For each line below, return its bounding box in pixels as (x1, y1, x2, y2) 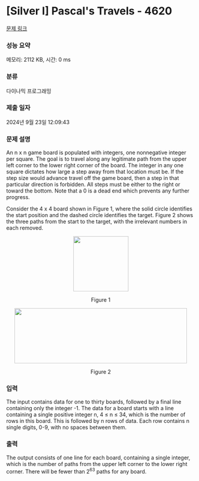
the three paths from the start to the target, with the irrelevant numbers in (6, 218, 188, 226)
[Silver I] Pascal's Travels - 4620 (6, 4, 173, 18)
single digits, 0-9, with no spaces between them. (6, 424, 127, 431)
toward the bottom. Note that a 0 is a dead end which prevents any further (6, 187, 190, 194)
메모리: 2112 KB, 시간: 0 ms (6, 56, 71, 64)
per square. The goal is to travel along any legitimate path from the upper (6, 155, 187, 163)
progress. (6, 194, 30, 201)
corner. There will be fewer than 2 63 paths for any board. (6, 467, 147, 475)
